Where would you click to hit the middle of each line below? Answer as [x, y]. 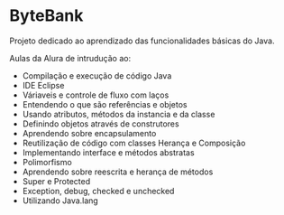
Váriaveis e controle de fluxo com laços [96, 95]
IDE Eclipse [43, 85]
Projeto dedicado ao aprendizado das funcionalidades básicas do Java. [142, 41]
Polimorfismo [47, 162]
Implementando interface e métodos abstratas [109, 152]
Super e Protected [56, 181]
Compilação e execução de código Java [97, 75]
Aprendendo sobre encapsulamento [89, 133]
